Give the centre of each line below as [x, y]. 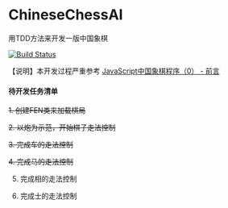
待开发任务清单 [33, 91]
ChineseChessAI [66, 15]
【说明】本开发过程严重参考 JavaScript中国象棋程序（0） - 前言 [114, 71]
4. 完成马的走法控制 [41, 162]
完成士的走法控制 [48, 196]
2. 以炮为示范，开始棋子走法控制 [62, 127]
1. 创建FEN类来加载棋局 [47, 110]
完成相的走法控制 [48, 179]
